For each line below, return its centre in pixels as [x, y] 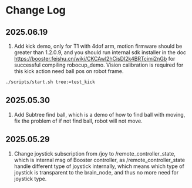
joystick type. [30, 179]
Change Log [36, 10]
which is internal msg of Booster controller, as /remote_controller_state [100, 160]
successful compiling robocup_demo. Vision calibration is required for [99, 65]
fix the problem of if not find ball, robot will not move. [78, 121]
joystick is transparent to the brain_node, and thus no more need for [96, 172]
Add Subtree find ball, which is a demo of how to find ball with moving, [100, 114]
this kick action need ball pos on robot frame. [69, 71]
